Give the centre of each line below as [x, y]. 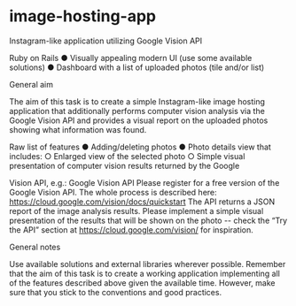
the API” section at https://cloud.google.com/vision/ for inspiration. [132, 229]
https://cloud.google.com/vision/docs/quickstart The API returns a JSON [142, 202]
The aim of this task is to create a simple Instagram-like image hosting [137, 101]
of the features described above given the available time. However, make [142, 283]
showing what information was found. [78, 129]
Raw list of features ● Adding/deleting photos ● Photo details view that [140, 147]
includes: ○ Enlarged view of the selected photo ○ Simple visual [127, 156]
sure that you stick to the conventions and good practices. [116, 292]
